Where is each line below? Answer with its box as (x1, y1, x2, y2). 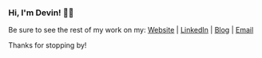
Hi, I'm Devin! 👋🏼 (8, 7, 74, 18)
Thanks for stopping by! (8, 41, 87, 50)
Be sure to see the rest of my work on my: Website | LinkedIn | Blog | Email (8, 25, 254, 35)
